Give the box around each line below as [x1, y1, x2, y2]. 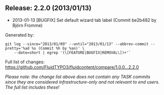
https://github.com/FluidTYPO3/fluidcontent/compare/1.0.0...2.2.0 [5, 64, 139, 70]
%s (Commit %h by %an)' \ [31, 46, 85, 51]
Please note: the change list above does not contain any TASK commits [5, 74, 151, 80]
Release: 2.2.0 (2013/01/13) [5, 4, 92, 12]
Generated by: [5, 32, 34, 38]
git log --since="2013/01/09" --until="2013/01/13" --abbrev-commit [5, 42, 149, 47]
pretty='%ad [5, 46, 30, 51]
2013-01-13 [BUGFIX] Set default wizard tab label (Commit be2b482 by [12, 17, 157, 23]
